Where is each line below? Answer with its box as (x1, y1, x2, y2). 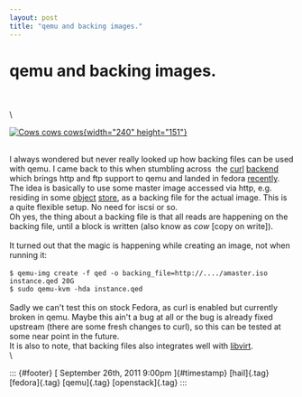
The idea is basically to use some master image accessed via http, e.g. (9, 182, 272, 194)
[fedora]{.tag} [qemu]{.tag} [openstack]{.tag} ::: (9, 377, 188, 388)
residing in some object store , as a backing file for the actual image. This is (9, 192, 288, 203)
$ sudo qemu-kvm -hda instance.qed (9, 285, 143, 294)
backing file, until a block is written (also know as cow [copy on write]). (9, 221, 273, 232)
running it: (9, 250, 48, 261)
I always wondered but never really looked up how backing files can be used (9, 154, 294, 165)
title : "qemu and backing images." (9, 22, 143, 31)
